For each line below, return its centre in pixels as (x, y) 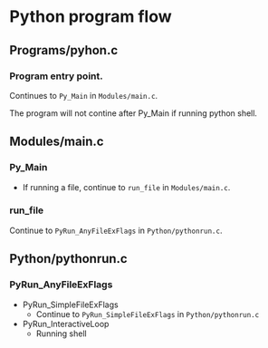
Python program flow (91, 17)
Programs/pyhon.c (64, 50)
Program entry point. (56, 76)
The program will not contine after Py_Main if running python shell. (134, 113)
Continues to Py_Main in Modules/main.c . (84, 95)
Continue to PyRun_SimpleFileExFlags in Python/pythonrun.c (148, 314)
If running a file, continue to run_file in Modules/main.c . (126, 187)
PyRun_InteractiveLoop (66, 324)
